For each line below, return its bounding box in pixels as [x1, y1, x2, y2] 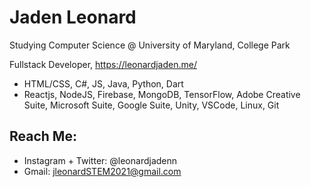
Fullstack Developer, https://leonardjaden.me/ [9, 58, 197, 70]
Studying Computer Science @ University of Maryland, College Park [9, 39, 291, 51]
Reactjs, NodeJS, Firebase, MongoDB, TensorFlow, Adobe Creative [23, 88, 301, 100]
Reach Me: [9, 128, 77, 145]
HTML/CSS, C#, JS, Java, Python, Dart [23, 77, 184, 90]
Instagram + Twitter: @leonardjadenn [23, 154, 178, 166]
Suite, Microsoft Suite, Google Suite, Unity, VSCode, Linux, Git [23, 99, 280, 111]
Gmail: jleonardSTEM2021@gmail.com [23, 165, 182, 177]
